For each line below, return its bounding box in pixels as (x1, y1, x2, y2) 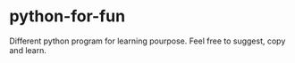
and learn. (9, 44, 46, 55)
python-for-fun (9, 6, 126, 27)
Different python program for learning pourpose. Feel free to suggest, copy (9, 35, 286, 46)
